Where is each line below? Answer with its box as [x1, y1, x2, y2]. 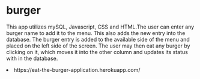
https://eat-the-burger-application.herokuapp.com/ [14, 66, 141, 73]
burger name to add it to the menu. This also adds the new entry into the [6, 29, 186, 36]
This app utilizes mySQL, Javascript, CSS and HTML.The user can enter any [6, 23, 195, 30]
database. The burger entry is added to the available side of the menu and [6, 36, 190, 43]
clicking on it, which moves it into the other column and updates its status [6, 48, 188, 55]
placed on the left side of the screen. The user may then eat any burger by [6, 42, 190, 49]
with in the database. [6, 55, 58, 62]
